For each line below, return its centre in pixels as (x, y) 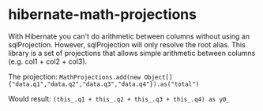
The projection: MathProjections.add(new (75, 76)
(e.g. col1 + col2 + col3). (48, 61)
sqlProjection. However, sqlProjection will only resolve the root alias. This (127, 44)
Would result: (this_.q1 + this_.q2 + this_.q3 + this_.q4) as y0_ (119, 98)
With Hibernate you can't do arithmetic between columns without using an (129, 36)
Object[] (158, 77)
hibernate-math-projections (103, 15)
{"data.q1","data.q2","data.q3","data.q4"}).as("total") (104, 84)
